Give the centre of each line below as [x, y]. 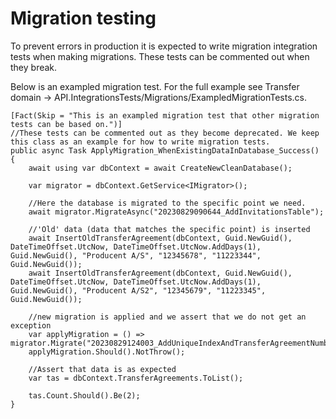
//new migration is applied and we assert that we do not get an [167, 317]
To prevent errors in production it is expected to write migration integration [164, 46]
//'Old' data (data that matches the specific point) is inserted [169, 229]
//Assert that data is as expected [102, 369]
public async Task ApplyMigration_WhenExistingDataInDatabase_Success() [165, 150]
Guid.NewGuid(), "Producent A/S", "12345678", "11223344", [136, 255]
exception [31, 325]
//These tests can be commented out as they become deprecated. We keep [165, 133]
